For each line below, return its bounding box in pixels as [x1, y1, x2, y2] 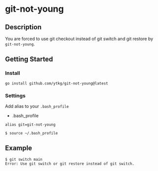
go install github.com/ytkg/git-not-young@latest [5, 81, 109, 86]
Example [5, 144, 32, 152]
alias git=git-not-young [5, 122, 56, 127]
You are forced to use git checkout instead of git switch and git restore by [5, 36, 153, 42]
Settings [5, 92, 26, 99]
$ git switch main [5, 157, 43, 162]
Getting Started [5, 55, 53, 64]
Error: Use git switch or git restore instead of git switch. [5, 161, 135, 166]
